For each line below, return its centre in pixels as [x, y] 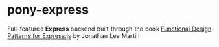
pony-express [48, 10]
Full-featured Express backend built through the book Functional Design [109, 29]
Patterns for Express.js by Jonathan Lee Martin [73, 35]
